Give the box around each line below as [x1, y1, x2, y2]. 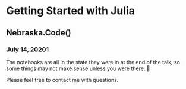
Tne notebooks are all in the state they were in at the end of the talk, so [6, 58, 180, 65]
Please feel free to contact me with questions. [6, 76, 119, 83]
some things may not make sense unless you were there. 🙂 [6, 65, 150, 72]
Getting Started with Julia [6, 4, 135, 18]
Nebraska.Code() [6, 28, 71, 38]
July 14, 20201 [6, 45, 49, 54]
